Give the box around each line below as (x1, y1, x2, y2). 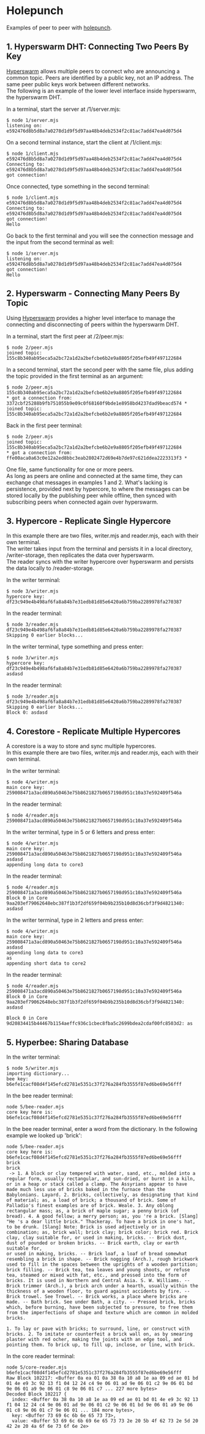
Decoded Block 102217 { (6, 1391, 67, 1397)
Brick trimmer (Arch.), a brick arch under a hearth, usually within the (6, 1283, 199, 1289)
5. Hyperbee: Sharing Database (6, 1037, 129, 1047)
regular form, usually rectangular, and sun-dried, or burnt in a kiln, (6, 1176, 196, 1182)
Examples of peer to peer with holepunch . (6, 24, 112, 31)
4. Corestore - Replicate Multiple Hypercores (6, 726, 181, 736)
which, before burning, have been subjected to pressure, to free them (6, 1304, 193, 1310)
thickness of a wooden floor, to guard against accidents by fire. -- (6, 1288, 190, 1294)
